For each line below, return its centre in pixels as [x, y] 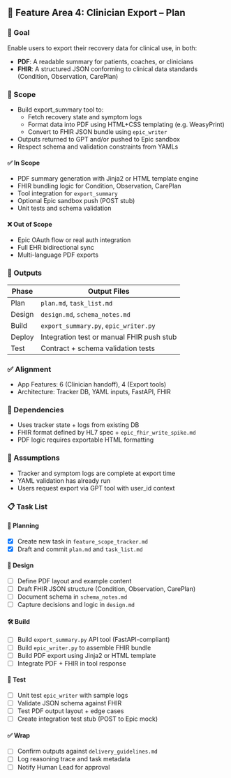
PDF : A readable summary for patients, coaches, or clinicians [105, 61]
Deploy [22, 337]
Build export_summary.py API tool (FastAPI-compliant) [94, 640]
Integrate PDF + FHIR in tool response [72, 663]
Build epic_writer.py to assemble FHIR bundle [84, 648]
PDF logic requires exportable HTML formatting [85, 440]
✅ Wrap [18, 735]
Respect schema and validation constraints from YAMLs [98, 147]
